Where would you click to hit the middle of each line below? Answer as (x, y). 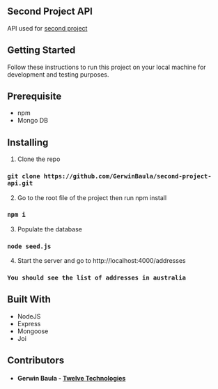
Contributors (36, 361)
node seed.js (29, 246)
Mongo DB (33, 121)
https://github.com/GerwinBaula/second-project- (127, 176)
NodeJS (29, 316)
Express (29, 323)
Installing (28, 142)
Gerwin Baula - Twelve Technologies (71, 378)
